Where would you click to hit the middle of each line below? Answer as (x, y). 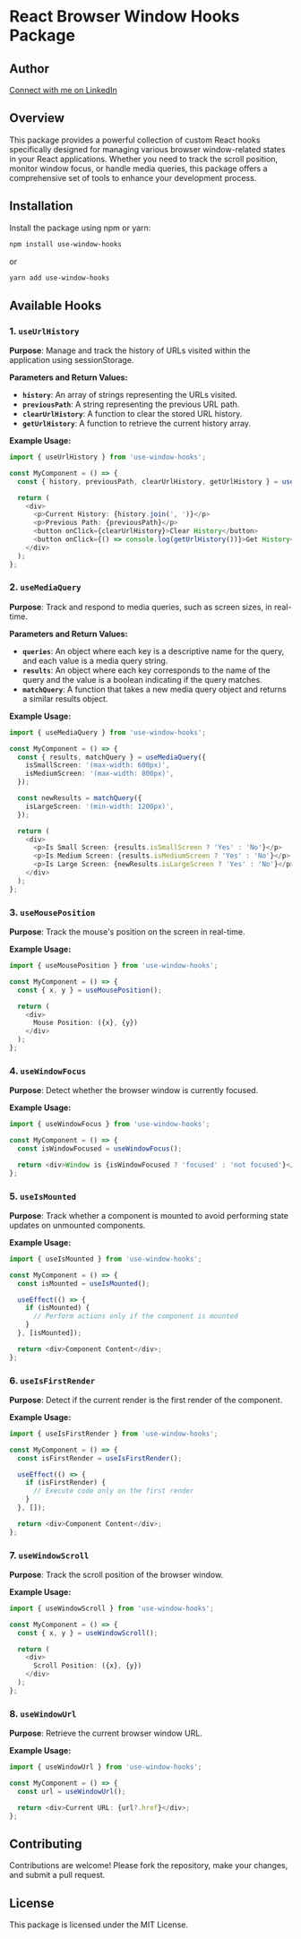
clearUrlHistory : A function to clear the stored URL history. (132, 414)
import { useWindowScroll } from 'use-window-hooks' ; (112, 1608)
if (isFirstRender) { (65, 1483)
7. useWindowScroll (49, 1555)
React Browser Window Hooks (125, 17)
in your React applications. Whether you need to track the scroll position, (144, 159)
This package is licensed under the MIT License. (99, 1925)
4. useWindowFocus (48, 1071)
